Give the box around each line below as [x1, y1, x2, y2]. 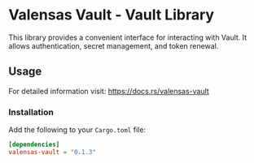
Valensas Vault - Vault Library [8, 6, 214, 24]
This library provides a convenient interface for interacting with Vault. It [8, 32, 247, 42]
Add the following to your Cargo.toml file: [8, 125, 147, 135]
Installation [8, 106, 55, 118]
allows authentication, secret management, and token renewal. [8, 41, 219, 50]
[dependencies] [8, 140, 60, 149]
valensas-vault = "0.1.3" [8, 148, 96, 156]
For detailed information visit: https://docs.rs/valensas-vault [8, 86, 209, 96]
